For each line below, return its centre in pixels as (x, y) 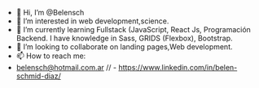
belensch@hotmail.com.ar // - (66, 67)
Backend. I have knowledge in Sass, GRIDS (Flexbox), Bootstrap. (125, 38)
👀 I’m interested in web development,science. (92, 21)
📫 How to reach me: (51, 56)
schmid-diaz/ (38, 76)
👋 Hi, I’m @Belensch (50, 13)
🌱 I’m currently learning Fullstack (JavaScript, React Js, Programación (133, 29)
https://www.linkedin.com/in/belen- (178, 67)
